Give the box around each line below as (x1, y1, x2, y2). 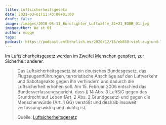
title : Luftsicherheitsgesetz (5, 7, 68, 12)
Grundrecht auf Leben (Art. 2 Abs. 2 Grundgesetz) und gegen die (17, 94, 151, 100)
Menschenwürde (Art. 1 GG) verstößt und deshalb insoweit (17, 99, 137, 105)
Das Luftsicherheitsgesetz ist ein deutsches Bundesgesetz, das (17, 68, 147, 74)
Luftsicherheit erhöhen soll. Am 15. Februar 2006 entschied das (17, 83, 147, 89)
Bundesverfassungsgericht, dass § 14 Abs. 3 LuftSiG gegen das (17, 88, 147, 94)
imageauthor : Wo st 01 (5, 26, 52, 31)
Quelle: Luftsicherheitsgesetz (17, 114, 78, 120)
